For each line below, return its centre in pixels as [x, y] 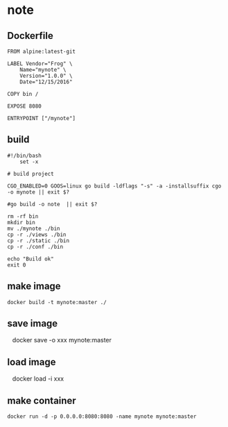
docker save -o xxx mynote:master [62, 340]
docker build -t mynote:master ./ [57, 302]
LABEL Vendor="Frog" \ [40, 64]
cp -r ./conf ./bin [35, 246]
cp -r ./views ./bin [37, 235]
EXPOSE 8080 [24, 106]
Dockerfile [30, 36]
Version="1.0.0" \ [46, 76]
